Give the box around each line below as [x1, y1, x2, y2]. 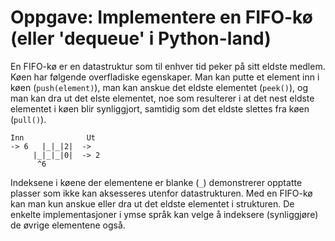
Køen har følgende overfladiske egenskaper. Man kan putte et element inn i [10, 71, 320, 83]
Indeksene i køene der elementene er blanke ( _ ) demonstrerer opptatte [10, 176, 303, 188]
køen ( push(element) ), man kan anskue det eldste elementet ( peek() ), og [10, 81, 309, 93]
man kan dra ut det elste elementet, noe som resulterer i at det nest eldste [10, 92, 315, 104]
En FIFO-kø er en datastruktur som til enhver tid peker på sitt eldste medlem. [10, 60, 326, 72]
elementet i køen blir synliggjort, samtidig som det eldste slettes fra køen [10, 102, 310, 115]
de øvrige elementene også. [10, 219, 126, 231]
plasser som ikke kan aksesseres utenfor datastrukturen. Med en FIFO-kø [10, 187, 313, 199]
